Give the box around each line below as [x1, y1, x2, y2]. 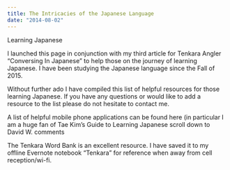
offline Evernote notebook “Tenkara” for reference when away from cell [7, 148, 213, 157]
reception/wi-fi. [7, 155, 52, 164]
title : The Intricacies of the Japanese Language [7, 10, 155, 17]
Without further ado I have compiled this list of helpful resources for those [7, 85, 220, 93]
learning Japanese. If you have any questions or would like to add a [7, 92, 201, 101]
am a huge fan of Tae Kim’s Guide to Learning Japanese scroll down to [7, 120, 210, 128]
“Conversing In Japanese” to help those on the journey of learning [7, 56, 197, 65]
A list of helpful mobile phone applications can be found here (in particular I [7, 112, 224, 121]
